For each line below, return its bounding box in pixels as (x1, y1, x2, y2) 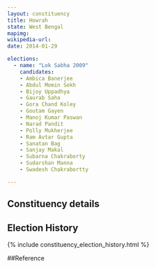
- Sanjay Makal (19, 146, 64, 154)
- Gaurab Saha (19, 94, 61, 101)
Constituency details (7, 198, 100, 210)
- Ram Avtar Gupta (19, 134, 73, 141)
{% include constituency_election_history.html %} (7, 240, 150, 248)
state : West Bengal (7, 23, 64, 30)
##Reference (7, 253, 45, 262)
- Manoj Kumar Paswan (19, 114, 82, 121)
